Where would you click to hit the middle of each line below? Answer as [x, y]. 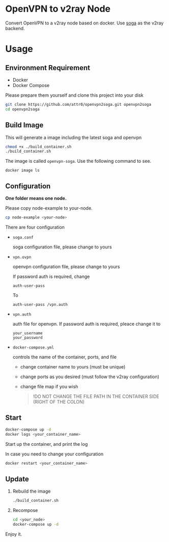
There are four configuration [35, 227]
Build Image [24, 125]
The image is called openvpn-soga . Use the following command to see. [78, 161]
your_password [27, 337]
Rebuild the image [32, 491]
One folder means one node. [36, 198]
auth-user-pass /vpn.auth [40, 304]
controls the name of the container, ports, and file [65, 357]
